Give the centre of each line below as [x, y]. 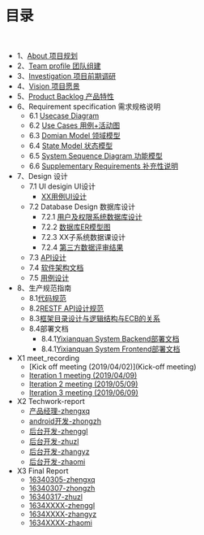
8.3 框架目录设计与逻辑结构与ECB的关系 [95, 318]
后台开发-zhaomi [57, 461]
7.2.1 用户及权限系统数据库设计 [91, 216]
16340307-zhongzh [62, 488]
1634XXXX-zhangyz [63, 514]
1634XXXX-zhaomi [60, 522]
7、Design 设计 [42, 176]
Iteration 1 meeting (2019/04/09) [83, 375]
